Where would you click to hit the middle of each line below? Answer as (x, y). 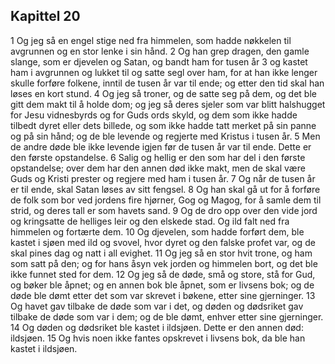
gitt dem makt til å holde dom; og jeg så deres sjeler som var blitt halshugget (168, 104)
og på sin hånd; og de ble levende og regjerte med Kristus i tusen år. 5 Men (165, 136)
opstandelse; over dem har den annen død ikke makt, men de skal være (158, 168)
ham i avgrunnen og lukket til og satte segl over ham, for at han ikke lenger (164, 72)
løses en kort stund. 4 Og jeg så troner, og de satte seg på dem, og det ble (163, 93)
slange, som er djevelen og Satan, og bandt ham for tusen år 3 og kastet (159, 61)
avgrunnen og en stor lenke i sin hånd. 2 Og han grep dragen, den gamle (160, 51)
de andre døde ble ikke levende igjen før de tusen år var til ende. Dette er (161, 146)
